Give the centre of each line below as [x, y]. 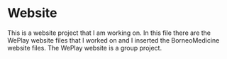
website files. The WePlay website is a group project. [84, 48]
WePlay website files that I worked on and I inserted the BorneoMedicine [113, 40]
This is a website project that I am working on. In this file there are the [109, 33]
